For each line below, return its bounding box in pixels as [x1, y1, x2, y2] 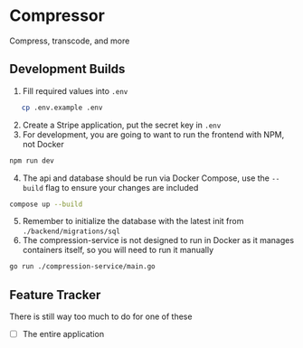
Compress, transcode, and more [9, 35, 130, 46]
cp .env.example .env [21, 103, 103, 112]
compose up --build [9, 200, 83, 209]
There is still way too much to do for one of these [9, 311, 193, 322]
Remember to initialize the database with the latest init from [22, 216, 244, 227]
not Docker [22, 138, 65, 149]
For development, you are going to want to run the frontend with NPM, [22, 128, 285, 140]
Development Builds [9, 61, 126, 77]
